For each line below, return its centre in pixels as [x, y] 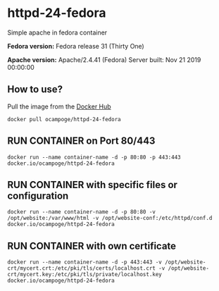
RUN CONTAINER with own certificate [92, 246]
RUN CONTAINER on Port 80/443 [81, 141]
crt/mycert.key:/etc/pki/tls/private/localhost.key [85, 275]
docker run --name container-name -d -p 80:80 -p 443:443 [94, 157]
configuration [38, 196]
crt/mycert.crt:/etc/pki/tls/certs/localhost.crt [82, 268]
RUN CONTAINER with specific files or [93, 185]
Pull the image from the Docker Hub [59, 106]
